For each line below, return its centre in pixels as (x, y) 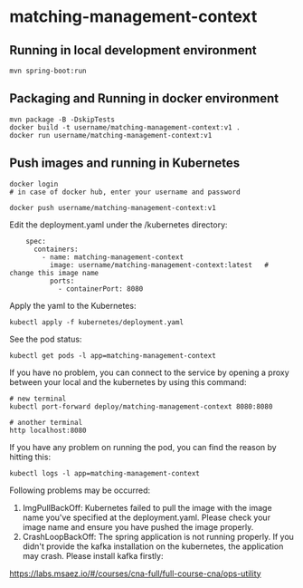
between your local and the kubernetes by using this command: (128, 381)
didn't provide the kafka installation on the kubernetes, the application (153, 546)
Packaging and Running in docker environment (144, 98)
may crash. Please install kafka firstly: (93, 555)
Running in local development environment (133, 50)
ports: (62, 281)
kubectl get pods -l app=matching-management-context (113, 355)
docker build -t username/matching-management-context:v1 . (125, 127)
